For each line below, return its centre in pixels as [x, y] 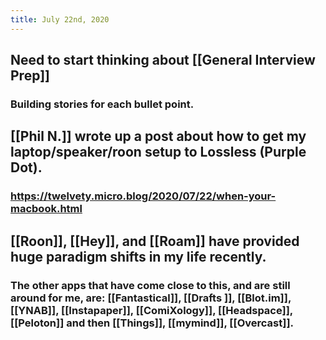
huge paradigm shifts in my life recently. [138, 256]
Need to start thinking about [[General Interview [163, 60]
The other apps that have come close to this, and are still [150, 285]
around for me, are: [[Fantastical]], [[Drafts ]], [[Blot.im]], [151, 298]
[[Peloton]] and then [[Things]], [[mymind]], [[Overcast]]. [152, 323]
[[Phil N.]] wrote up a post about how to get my [158, 136]
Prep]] [30, 76]
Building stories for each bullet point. [102, 104]
